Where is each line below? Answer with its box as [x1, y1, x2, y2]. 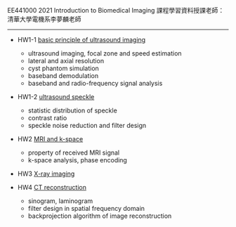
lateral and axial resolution [27, 57, 104, 65]
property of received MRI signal [27, 148, 120, 157]
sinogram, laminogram [27, 197, 93, 205]
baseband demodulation [27, 72, 99, 79]
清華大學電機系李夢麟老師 [7, 15, 81, 23]
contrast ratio [27, 114, 67, 122]
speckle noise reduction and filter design [27, 122, 147, 129]
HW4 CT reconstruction [17, 183, 86, 191]
